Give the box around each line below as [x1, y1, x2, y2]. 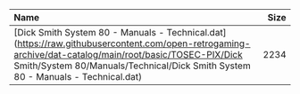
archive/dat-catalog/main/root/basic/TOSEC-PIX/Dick [13, 49, 243, 60]
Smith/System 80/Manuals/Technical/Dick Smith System [13, 59, 252, 72]
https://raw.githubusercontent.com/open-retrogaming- [17, 37, 251, 50]
